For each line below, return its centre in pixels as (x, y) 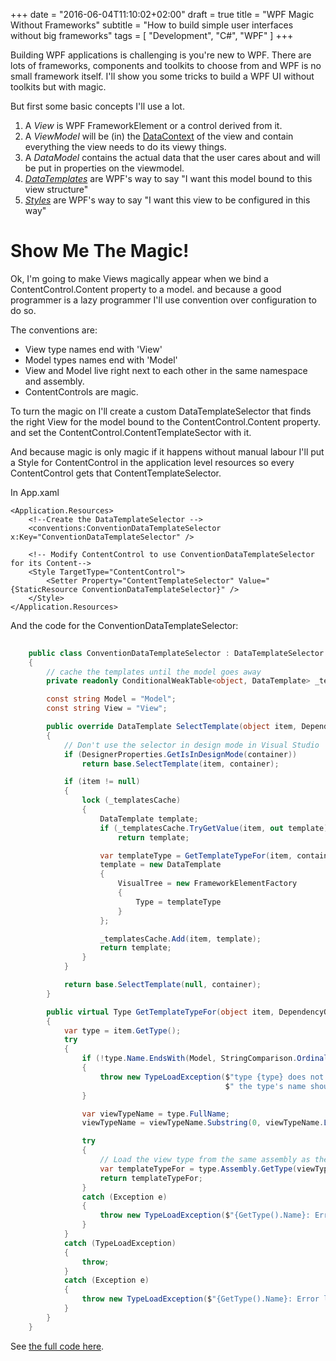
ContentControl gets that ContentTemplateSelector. (116, 473)
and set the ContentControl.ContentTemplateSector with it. (131, 432)
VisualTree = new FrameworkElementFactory (207, 884)
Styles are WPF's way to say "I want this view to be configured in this (167, 200)
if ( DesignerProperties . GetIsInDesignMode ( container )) (180, 754)
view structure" (56, 189)
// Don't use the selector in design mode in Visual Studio (191, 745)
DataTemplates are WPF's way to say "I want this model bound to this (168, 178)
